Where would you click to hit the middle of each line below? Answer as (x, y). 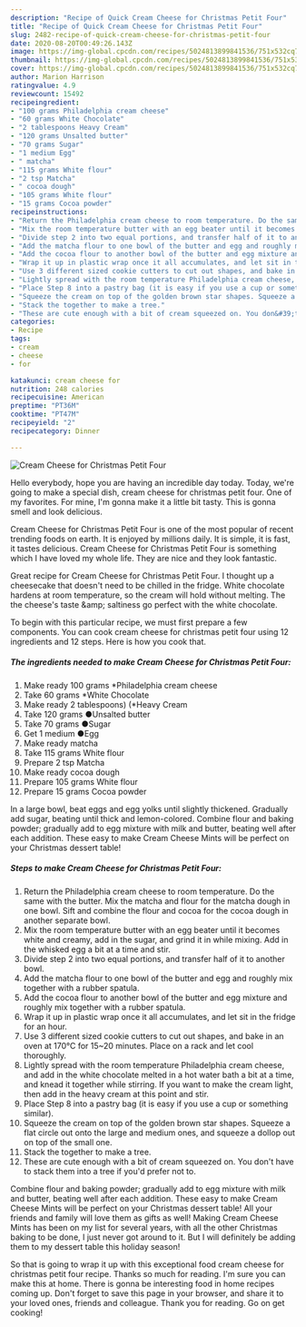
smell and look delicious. (56, 511)
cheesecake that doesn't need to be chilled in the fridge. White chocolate (148, 585)
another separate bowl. (67, 920)
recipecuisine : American (57, 397)
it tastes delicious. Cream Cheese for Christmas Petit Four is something (143, 548)
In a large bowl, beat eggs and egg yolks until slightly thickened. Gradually (149, 808)
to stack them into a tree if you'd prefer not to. (109, 1171)
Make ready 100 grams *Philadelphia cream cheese (120, 685)
